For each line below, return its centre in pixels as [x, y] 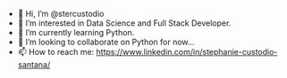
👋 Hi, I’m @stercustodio [61, 14]
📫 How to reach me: [56, 52]
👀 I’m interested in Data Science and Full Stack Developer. [124, 23]
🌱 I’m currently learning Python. [76, 32]
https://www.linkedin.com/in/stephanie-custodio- [187, 52]
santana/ [34, 65]
